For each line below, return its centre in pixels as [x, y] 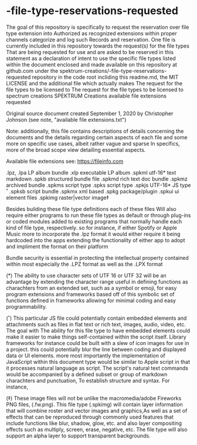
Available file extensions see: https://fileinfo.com [65, 161]
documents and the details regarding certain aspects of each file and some [97, 137]
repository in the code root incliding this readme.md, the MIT [105, 77]
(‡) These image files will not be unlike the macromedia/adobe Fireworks [94, 398]
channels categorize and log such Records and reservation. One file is [91, 39]
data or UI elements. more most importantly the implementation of [86, 355]
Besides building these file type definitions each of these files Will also [91, 209]
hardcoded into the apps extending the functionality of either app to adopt [96, 240]
